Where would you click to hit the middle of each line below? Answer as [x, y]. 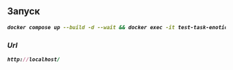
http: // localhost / [34, 59]
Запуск [24, 11]
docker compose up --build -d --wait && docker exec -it [91, 27]
